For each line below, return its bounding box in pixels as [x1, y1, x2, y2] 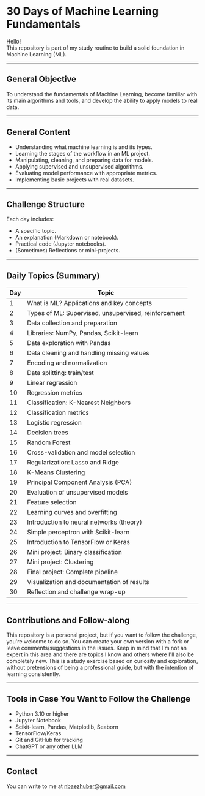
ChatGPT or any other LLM [15, 743, 83, 750]
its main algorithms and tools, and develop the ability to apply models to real [6, 97, 198, 104]
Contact [6, 766, 38, 776]
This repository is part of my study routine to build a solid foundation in [6, 44, 185, 51]
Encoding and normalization [27, 358, 107, 367]
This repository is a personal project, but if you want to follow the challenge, [6, 631, 198, 639]
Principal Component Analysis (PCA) [27, 478, 132, 487]
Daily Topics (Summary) [6, 270, 100, 281]
